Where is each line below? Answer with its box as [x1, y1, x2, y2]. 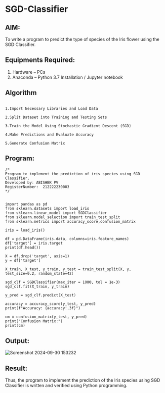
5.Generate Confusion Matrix [5, 141, 65, 146]
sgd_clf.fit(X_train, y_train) [5, 284, 70, 289]
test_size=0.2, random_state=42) [5, 271, 74, 276]
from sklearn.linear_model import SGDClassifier [5, 210, 107, 216]
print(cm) [5, 323, 26, 328]
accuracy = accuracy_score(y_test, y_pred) [5, 301, 96, 306]
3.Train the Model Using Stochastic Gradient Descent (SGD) [5, 123, 132, 128]
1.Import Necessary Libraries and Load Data [5, 106, 98, 111]
